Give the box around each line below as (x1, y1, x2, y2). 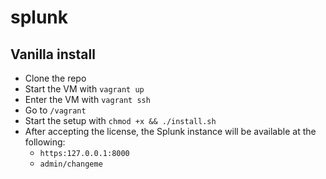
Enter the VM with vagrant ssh (24, 94, 151, 105)
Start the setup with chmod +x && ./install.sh (24, 115, 217, 126)
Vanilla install (10, 46, 96, 63)
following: (24, 136, 66, 148)
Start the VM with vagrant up (24, 83, 145, 95)
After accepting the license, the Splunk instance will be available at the (24, 126, 317, 137)
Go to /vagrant (24, 104, 87, 116)
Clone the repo (24, 72, 87, 84)
